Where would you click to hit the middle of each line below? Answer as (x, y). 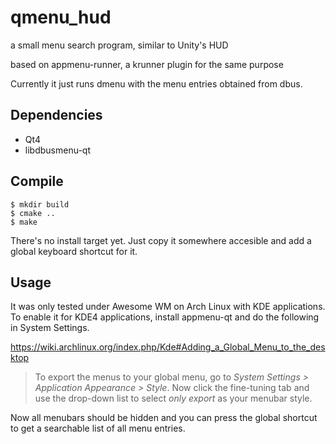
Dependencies (56, 115)
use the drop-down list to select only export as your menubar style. (173, 398)
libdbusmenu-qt (57, 150)
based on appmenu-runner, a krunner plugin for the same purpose (147, 64)
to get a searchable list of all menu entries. (98, 428)
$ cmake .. (33, 213)
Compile (37, 181)
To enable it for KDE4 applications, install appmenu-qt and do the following (165, 317)
